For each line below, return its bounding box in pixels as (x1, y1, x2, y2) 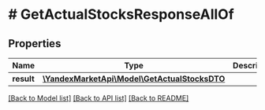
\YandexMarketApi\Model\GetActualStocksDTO (42, 73, 226, 84)
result (12, 73, 35, 84)
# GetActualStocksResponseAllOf (8, 5, 234, 24)
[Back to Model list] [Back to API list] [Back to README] (8, 93, 189, 103)
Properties (8, 37, 62, 50)
